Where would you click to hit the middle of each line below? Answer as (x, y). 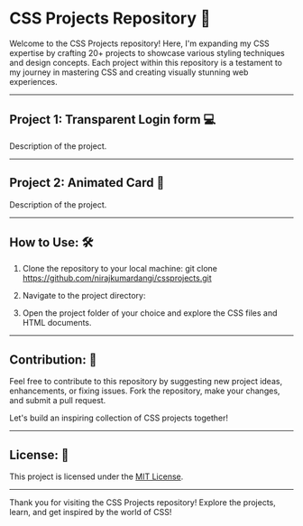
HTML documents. (57, 323)
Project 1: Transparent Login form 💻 (113, 120)
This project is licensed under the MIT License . (96, 476)
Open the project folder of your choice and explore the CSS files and (150, 313)
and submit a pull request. (58, 401)
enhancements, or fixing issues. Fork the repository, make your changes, (145, 391)
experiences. (34, 81)
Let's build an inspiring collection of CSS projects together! (119, 418)
